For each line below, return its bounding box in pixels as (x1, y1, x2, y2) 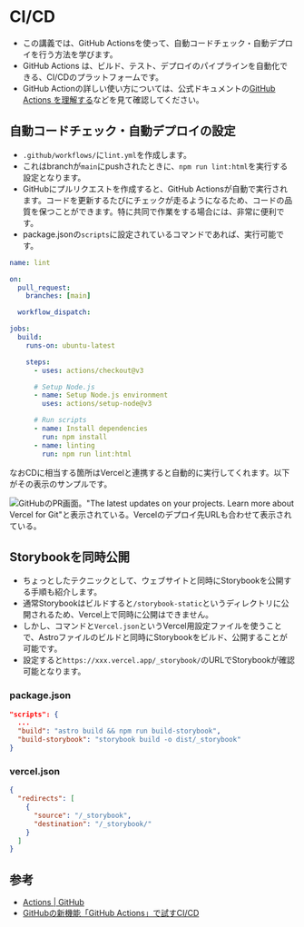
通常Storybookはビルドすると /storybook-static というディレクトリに (22, 597, 281, 609)
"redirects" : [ (17, 794, 75, 804)
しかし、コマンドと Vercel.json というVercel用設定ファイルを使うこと (22, 620, 283, 632)
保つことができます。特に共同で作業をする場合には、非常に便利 (38, 206, 277, 217)
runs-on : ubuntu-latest (25, 340, 116, 350)
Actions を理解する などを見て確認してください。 (22, 94, 204, 105)
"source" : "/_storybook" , (33, 811, 132, 820)
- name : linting (33, 440, 95, 450)
